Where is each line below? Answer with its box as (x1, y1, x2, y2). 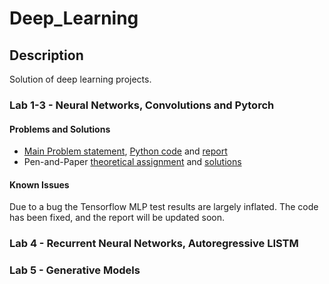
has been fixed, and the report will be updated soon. (9, 212, 226, 224)
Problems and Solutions (9, 123, 111, 135)
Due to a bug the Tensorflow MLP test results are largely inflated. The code (9, 201, 319, 213)
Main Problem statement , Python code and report (23, 145, 228, 157)
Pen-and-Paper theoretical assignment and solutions (23, 156, 242, 168)
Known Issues (9, 178, 70, 191)
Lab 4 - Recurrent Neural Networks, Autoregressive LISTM (9, 237, 299, 251)
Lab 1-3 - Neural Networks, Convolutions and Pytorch (9, 98, 275, 112)
